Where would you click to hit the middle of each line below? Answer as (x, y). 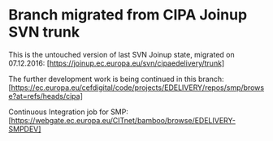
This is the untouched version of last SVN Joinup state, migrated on (121, 54)
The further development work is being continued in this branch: (117, 79)
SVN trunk (44, 32)
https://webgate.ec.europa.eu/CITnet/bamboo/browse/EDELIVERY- (123, 120)
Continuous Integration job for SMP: (68, 112)
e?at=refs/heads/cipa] (46, 96)
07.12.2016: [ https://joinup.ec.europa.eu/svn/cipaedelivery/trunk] (117, 63)
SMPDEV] (25, 129)
